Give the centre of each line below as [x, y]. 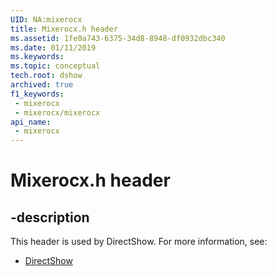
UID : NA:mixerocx [46, 19]
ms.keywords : [37, 57]
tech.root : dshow [46, 76]
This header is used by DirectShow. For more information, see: [139, 242]
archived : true [42, 85]
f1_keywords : [37, 94]
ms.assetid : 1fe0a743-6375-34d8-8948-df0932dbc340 [118, 38]
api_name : [31, 122]
